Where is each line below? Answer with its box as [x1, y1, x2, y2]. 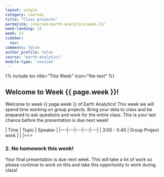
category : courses [5, 12, 44, 17]
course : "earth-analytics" [5, 54, 62, 60]
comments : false [5, 45, 39, 50]
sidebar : [5, 36, 24, 41]
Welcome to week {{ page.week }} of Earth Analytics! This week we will [5, 101, 154, 107]
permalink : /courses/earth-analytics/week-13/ [5, 21, 105, 27]
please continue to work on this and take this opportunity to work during [5, 162, 156, 168]
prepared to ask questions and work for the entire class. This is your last [5, 112, 156, 118]
